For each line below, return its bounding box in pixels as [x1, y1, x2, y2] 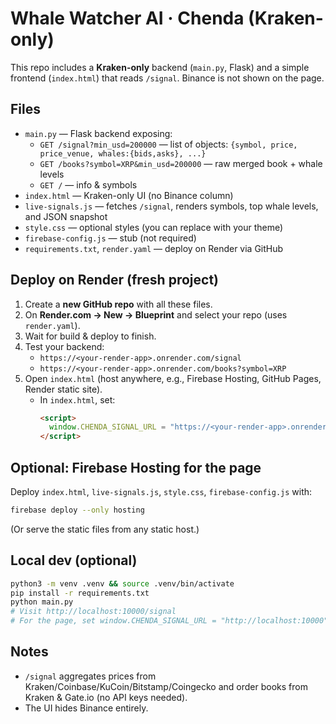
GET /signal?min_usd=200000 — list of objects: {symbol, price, [39, 138, 298, 150]
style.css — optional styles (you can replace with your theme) [24, 221, 284, 233]
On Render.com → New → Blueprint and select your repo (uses [24, 308, 288, 321]
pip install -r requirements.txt [10, 588, 150, 598]
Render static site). [24, 383, 103, 395]
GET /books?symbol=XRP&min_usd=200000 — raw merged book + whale [39, 157, 323, 169]
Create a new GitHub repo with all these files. [24, 298, 213, 310]
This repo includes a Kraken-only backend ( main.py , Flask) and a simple [10, 61, 310, 73]
